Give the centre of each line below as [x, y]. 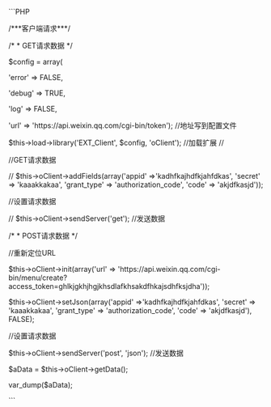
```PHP [19, 12]
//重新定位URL [32, 253]
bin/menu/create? [38, 278]
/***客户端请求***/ [40, 28]
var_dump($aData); [40, 385]
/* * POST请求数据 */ [43, 235]
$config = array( [36, 61]
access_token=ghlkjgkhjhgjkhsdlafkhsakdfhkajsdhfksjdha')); [109, 286]
